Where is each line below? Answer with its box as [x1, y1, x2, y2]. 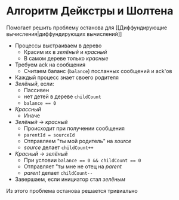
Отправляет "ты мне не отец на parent [23, 163, 122, 170]
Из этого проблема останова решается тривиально [6, 187, 138, 194]
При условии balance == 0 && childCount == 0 [23, 156, 141, 163]
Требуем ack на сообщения [14, 61, 86, 68]
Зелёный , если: [14, 80, 54, 87]
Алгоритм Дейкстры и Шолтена [6, 4, 174, 18]
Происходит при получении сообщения [23, 125, 125, 132]
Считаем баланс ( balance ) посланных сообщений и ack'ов [23, 67, 172, 74]
